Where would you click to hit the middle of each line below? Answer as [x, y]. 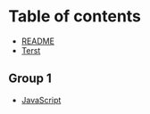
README [38, 41]
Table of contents [75, 16]
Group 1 [30, 79]
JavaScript [41, 100]
